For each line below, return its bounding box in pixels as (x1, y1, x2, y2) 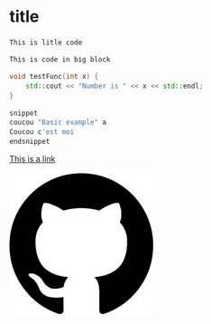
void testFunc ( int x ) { (9, 71, 99, 81)
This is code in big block (9, 54, 111, 64)
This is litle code (9, 38, 83, 47)
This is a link (9, 154, 56, 165)
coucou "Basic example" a (9, 118, 106, 128)
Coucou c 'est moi (9, 128, 75, 137)
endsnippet (9, 138, 50, 147)
